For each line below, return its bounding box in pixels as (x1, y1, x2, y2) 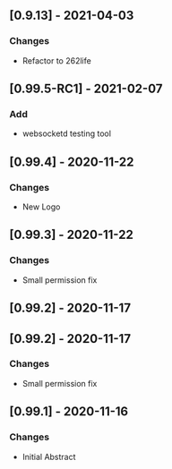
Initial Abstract (21, 451, 76, 462)
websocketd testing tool (21, 128, 112, 139)
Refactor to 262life (21, 55, 91, 66)
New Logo (21, 201, 61, 212)
